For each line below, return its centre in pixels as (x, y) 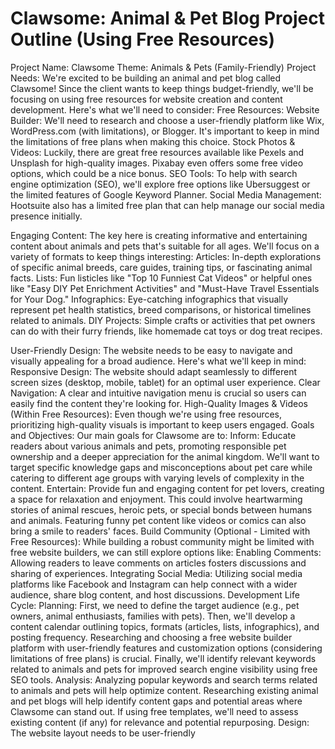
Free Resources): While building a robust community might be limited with (162, 541)
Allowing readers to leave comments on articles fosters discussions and (158, 563)
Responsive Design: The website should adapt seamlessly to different (154, 371)
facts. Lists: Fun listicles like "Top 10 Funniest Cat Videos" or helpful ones (161, 278)
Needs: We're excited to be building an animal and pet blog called (146, 78)
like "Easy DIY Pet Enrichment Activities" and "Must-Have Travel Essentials (165, 288)
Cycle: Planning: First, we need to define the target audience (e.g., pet (155, 605)
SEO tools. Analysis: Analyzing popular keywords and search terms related (164, 679)
